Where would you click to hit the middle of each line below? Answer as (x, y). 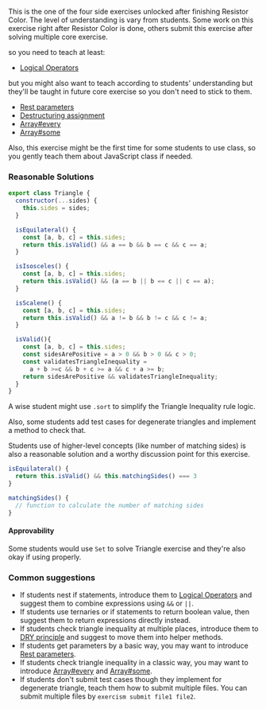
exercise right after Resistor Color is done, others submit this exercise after (131, 28)
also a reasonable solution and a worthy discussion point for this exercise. (129, 454)
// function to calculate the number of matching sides (110, 505)
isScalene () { (39, 303)
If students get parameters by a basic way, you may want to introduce (134, 646)
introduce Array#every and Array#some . (86, 671)
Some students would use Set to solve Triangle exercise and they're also (127, 548)
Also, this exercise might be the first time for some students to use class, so (132, 148)
